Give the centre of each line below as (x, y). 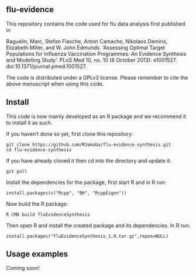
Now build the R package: (37, 204)
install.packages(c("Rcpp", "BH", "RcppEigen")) (66, 193)
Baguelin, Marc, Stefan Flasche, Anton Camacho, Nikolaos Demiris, (87, 41)
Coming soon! (23, 268)
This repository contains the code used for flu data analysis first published (96, 23)
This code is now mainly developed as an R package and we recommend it (96, 116)
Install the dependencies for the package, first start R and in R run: (86, 182)
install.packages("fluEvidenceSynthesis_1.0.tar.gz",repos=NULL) (87, 236)
